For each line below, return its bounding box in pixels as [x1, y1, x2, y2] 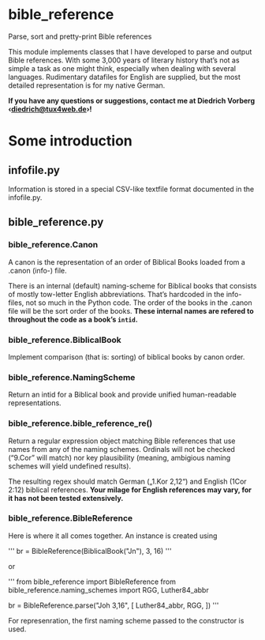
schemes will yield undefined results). [8, 461, 132, 471]
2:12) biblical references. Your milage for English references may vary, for [8, 484, 252, 495]
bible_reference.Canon [8, 239, 99, 250]
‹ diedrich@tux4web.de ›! [8, 104, 92, 114]
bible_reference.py [8, 216, 104, 229]
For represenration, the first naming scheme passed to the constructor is [8, 616, 244, 625]
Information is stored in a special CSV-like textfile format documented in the [8, 184, 255, 194]
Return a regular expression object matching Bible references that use [8, 436, 236, 446]
